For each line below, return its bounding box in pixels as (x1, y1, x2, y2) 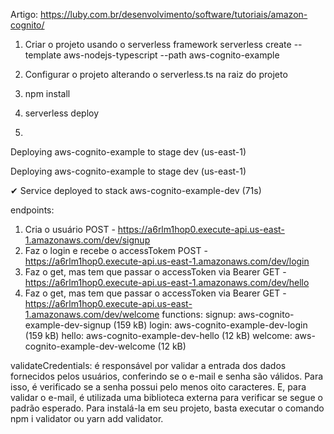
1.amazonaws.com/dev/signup (24, 234, 151, 246)
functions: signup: (161, 309, 237, 320)
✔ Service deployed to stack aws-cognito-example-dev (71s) (10, 185, 262, 196)
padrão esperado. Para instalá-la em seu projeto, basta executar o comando (10, 402, 325, 414)
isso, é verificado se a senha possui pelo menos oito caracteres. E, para (10, 381, 307, 393)
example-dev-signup (24, 319, 112, 331)
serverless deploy (24, 107, 100, 119)
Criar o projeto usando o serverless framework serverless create (24, 39, 292, 50)
